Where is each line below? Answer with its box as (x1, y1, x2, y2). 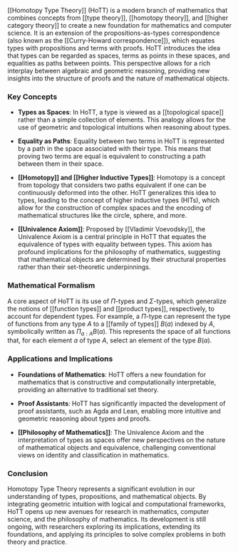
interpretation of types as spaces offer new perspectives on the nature (17, 436, 226, 444)
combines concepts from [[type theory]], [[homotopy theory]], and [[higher (7, 14, 229, 22)
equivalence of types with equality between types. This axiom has (17, 240, 212, 248)
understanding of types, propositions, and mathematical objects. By (7, 492, 207, 500)
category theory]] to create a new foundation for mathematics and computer (7, 21, 232, 29)
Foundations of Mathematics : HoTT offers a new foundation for (17, 370, 207, 379)
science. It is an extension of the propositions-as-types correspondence (7, 28, 220, 37)
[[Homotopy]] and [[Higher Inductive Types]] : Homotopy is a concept (17, 174, 226, 182)
